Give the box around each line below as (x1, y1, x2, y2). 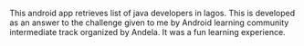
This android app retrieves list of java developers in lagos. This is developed (9, 8, 296, 18)
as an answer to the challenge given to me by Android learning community (9, 17, 289, 28)
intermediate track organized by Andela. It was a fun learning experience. (9, 27, 286, 37)
